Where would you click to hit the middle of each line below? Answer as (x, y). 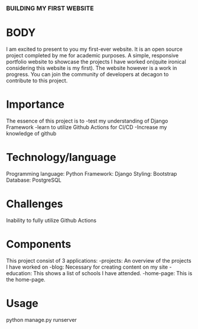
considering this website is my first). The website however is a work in (92, 68)
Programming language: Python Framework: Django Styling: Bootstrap (92, 173)
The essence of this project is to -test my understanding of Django (87, 121)
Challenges (35, 204)
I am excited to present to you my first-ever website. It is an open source (95, 49)
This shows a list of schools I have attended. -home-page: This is (113, 273)
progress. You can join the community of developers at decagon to (87, 74)
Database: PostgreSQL (34, 180)
